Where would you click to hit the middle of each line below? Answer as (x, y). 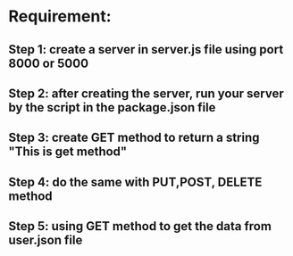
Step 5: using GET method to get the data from (140, 226)
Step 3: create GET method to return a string (134, 138)
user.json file (46, 240)
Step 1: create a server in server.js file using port (146, 50)
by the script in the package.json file (112, 107)
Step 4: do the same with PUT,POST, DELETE (135, 182)
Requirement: (60, 17)
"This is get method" (68, 152)
